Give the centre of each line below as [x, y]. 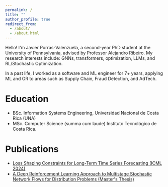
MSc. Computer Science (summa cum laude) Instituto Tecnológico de [85, 123]
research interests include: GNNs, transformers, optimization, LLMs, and [80, 58]
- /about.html [24, 33]
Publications [32, 149]
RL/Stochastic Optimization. [34, 64]
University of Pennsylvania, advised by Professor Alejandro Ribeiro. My [79, 53]
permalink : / [19, 10]
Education [27, 99]
